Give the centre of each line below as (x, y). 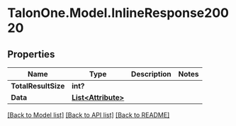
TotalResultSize (38, 86)
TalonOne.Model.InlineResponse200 (118, 13)
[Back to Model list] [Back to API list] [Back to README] (89, 115)
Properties (31, 54)
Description (151, 74)
